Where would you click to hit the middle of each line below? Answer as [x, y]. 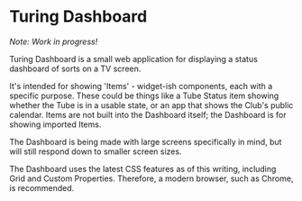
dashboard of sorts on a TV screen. [75, 69]
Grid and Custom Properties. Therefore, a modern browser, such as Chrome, [151, 178]
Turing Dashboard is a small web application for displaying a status [134, 59]
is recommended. [42, 187]
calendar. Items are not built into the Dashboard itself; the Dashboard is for [148, 114]
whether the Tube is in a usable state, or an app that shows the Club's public [151, 105]
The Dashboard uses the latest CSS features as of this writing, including [143, 169]
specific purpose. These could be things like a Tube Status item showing [144, 96]
